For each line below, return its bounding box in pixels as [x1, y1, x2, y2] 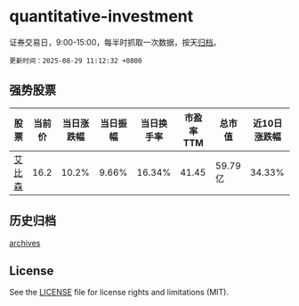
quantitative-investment [9, 6, 194, 27]
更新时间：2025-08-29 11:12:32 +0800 [9, 56, 142, 65]
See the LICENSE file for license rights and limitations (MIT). [9, 287, 230, 298]
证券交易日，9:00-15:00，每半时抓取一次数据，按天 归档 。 [9, 37, 222, 47]
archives [9, 237, 41, 248]
